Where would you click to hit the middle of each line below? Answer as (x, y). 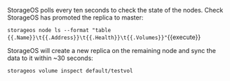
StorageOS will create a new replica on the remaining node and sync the (111, 51)
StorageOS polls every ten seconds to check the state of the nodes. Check (115, 10)
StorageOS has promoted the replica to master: (75, 17)
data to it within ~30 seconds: (50, 58)
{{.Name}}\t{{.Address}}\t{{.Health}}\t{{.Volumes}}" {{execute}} (104, 37)
